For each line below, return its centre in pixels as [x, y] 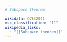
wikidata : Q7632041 [25, 18]
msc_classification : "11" [32, 23]
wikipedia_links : [23, 27]
